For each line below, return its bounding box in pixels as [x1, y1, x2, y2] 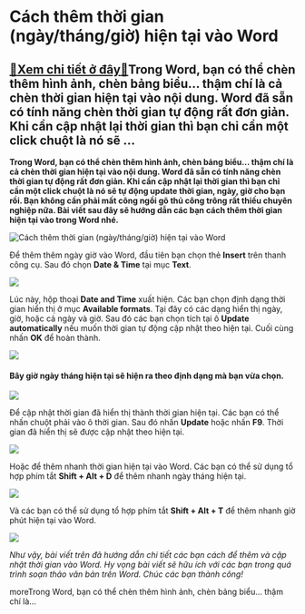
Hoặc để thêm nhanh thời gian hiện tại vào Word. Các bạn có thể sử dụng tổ [9, 461, 293, 473]
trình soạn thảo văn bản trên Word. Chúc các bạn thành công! [9, 569, 243, 580]
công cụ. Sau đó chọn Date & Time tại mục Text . [9, 259, 192, 269]
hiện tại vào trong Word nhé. [9, 215, 119, 225]
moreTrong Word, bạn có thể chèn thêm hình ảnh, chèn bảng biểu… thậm [9, 587, 284, 598]
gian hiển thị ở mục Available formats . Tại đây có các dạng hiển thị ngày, [9, 304, 283, 314]
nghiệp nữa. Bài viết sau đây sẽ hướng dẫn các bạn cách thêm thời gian [9, 205, 283, 215]
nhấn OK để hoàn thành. [9, 333, 102, 343]
